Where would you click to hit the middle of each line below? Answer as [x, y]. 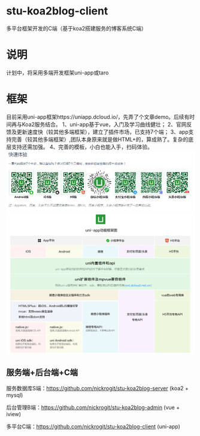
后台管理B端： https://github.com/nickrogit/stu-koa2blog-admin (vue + [93, 407]
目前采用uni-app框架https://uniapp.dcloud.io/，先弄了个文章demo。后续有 [98, 117]
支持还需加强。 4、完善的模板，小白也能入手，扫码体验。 [82, 147]
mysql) [15, 395]
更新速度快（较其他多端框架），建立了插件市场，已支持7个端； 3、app [102, 132]
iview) [14, 414]
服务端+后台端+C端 [42, 373]
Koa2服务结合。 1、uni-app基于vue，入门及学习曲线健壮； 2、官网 [104, 124]
